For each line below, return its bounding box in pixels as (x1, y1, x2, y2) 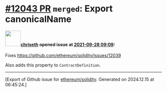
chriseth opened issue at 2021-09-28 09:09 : (20, 41, 115, 47)
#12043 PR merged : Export (5, 3, 113, 14)
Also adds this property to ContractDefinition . (5, 62, 101, 68)
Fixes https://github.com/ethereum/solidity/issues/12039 (5, 53, 121, 59)
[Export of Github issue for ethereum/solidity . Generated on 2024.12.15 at (5, 77, 155, 83)
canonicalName (5, 13, 72, 25)
